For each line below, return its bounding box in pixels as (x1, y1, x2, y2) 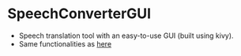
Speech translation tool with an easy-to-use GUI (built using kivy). (18, 31, 234, 40)
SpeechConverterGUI (7, 5, 152, 23)
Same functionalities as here (18, 39, 112, 48)
